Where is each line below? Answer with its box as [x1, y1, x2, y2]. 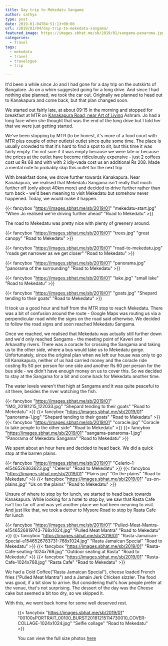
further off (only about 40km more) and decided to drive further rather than [5, 185, 160, 191]
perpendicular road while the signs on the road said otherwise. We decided [5, 316, 160, 322]
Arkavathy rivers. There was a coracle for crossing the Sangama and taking [5, 342, 161, 348]
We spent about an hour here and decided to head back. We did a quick [5, 445, 153, 451]
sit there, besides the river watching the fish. [5, 389, 97, 395]
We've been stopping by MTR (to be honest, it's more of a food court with [5, 133, 157, 139]
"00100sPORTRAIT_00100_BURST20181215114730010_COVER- [17, 615, 146, 621]
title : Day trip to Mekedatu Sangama [5, 7, 84, 13]
